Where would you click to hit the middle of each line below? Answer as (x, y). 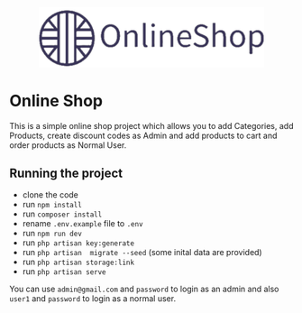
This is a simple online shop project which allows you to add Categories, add (151, 125)
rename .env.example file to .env (82, 224)
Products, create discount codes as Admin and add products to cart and (143, 135)
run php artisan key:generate (78, 243)
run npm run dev (52, 234)
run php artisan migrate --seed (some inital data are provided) (142, 253)
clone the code (50, 195)
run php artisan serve (64, 272)
